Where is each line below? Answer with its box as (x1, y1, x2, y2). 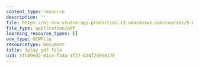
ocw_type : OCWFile (6, 36, 52, 42)
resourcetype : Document (6, 42, 65, 48)
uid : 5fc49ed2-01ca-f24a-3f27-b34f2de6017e (6, 53, 115, 59)
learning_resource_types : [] (6, 31, 78, 37)
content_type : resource (6, 8, 65, 15)
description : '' (6, 14, 46, 20)
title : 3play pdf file (6, 47, 62, 53)
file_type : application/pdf (6, 25, 76, 31)
